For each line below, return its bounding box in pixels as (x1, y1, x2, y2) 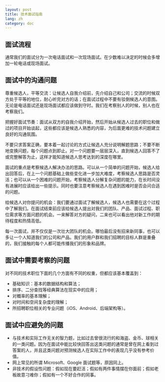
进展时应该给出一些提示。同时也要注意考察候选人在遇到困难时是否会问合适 (9, 183, 160, 189)
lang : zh (5, 16, 23, 21)
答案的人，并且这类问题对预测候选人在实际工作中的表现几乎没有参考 (12, 347, 150, 353)
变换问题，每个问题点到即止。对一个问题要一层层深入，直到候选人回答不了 (9, 148, 160, 154)
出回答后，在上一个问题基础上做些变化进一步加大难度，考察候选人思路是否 (5, 170, 156, 176)
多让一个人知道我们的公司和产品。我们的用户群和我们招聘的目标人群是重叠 (5, 234, 156, 240)
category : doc (5, 21, 34, 26)
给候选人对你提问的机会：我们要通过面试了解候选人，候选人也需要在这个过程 (5, 199, 160, 205)
